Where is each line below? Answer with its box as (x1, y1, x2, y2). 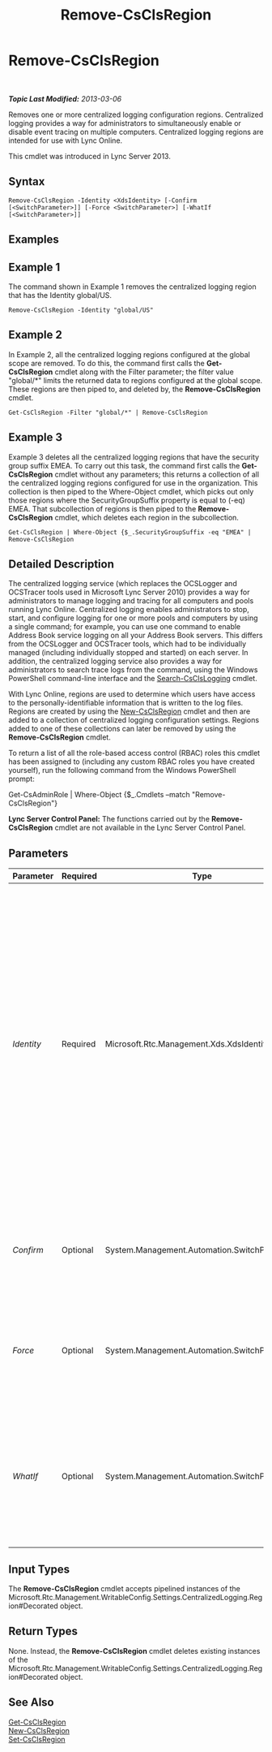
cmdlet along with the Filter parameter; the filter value (54, 367, 235, 377)
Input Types (8, 1562, 70, 1576)
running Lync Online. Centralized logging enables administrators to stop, (8, 605, 249, 615)
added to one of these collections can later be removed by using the (8, 724, 236, 734)
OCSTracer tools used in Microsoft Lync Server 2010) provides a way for (8, 587, 250, 598)
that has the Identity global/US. (8, 290, 112, 300)
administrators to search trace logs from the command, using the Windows (8, 665, 258, 675)
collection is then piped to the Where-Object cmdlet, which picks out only (8, 486, 254, 496)
